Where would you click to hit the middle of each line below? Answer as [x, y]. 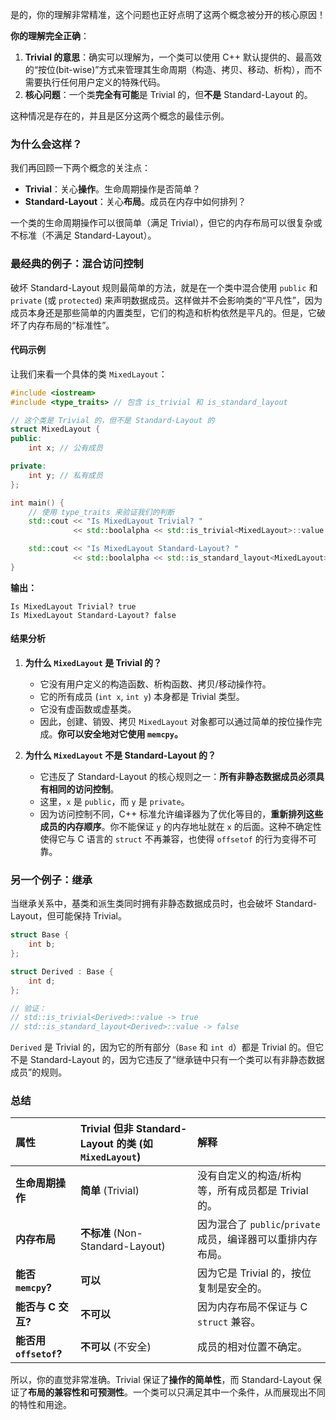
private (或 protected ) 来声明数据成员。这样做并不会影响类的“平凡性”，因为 [166, 300]
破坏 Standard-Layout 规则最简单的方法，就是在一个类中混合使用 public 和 [164, 287]
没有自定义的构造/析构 [249, 1176]
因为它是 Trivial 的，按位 [254, 1273]
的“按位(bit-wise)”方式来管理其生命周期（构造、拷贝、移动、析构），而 [169, 69]
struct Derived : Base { [62, 971]
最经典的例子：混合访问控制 [77, 264]
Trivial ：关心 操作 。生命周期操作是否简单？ [113, 189]
